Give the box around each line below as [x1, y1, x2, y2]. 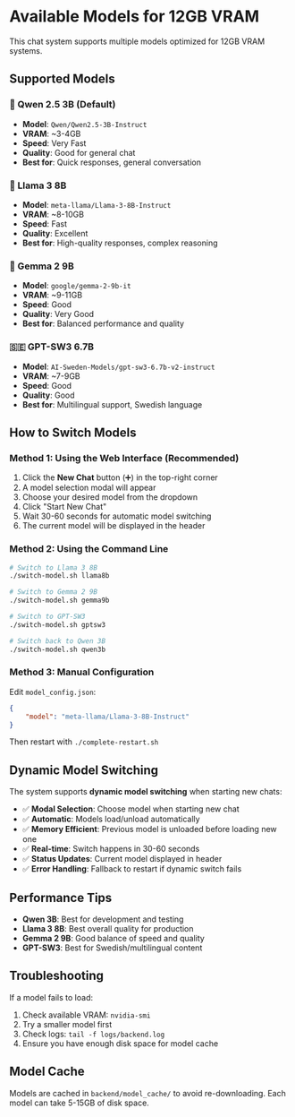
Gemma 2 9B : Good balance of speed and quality [21, 933, 206, 944]
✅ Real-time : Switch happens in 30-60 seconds [21, 844, 200, 855]
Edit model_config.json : [9, 686, 97, 697]
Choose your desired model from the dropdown [21, 492, 198, 503]
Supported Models [9, 72, 115, 87]
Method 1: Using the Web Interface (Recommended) [9, 451, 240, 464]
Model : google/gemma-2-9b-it [21, 280, 131, 291]
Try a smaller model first [21, 1018, 113, 1029]
